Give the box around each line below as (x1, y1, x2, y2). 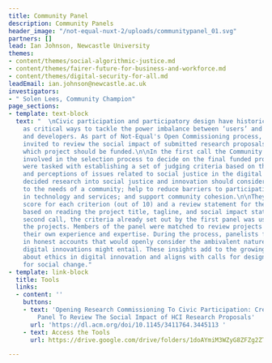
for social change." (23, 260, 92, 268)
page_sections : (8, 102, 60, 110)
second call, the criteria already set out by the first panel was (23, 216, 255, 224)
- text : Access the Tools (23, 328, 111, 336)
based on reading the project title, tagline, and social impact (23, 207, 249, 216)
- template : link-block (8, 268, 89, 276)
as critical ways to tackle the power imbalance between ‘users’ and (23, 125, 263, 133)
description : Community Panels (8, 19, 114, 28)
